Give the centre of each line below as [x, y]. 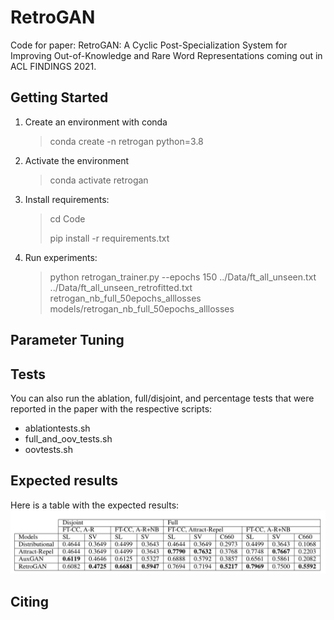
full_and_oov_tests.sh [68, 438]
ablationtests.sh [57, 428]
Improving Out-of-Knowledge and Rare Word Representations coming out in [166, 55]
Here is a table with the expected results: [95, 505]
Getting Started [59, 97]
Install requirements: [67, 199]
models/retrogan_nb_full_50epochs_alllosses [142, 308]
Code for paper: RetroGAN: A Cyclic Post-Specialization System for [149, 45]
